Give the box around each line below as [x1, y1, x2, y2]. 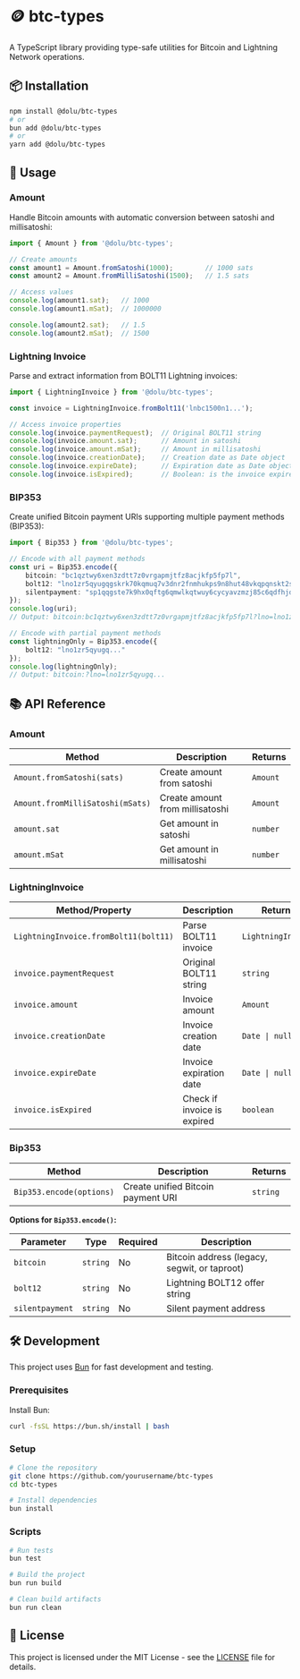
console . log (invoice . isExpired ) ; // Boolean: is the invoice [9, 470, 266, 479]
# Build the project [9, 1571, 87, 1580]
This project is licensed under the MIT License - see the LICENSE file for [9, 1651, 275, 1662]
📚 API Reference [9, 696, 106, 712]
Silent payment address [166, 1302, 266, 1315]
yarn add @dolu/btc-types [9, 140, 105, 149]
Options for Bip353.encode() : [9, 1214, 117, 1225]
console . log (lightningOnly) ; [9, 662, 118, 671]
